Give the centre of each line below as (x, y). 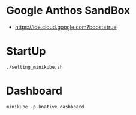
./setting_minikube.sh (34, 67)
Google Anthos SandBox (68, 10)
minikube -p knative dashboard (45, 107)
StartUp (26, 51)
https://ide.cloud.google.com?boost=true (66, 27)
